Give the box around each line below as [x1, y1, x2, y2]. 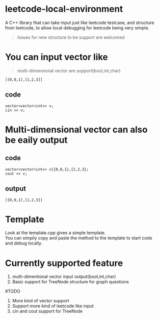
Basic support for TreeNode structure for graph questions [12, 279, 129, 285]
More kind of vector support [12, 298, 70, 304]
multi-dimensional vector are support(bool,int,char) [17, 68, 121, 74]
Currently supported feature [5, 257, 123, 269]
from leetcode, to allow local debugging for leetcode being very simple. [5, 25, 150, 30]
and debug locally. [5, 240, 43, 246]
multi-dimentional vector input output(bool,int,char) [12, 273, 116, 280]
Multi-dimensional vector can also [5, 124, 148, 135]
